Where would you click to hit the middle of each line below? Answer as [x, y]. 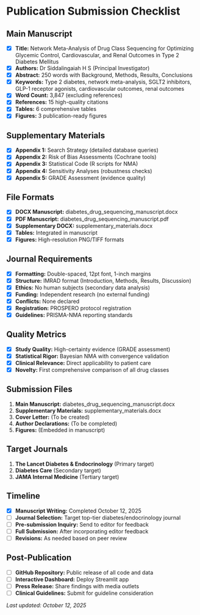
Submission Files [40, 389]
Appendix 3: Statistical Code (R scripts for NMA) [77, 164]
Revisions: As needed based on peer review [71, 538]
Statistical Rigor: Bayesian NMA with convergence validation [92, 356]
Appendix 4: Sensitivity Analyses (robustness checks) [84, 171]
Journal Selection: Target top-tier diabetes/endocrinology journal [98, 517]
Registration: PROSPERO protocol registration [73, 308]
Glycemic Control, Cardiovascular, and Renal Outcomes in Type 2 [97, 55]
